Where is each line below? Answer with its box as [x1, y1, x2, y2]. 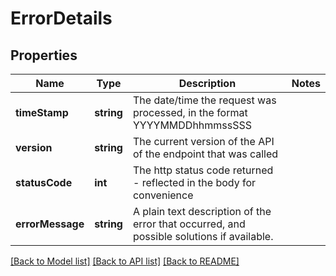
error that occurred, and [132, 217, 246, 231]
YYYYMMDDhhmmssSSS [132, 118, 253, 132]
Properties [10, 47, 78, 64]
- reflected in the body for [132, 176, 257, 189]
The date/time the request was [132, 93, 277, 107]
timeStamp [15, 106, 69, 119]
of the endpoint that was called [132, 147, 279, 161]
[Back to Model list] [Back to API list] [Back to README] [10, 255, 240, 267]
